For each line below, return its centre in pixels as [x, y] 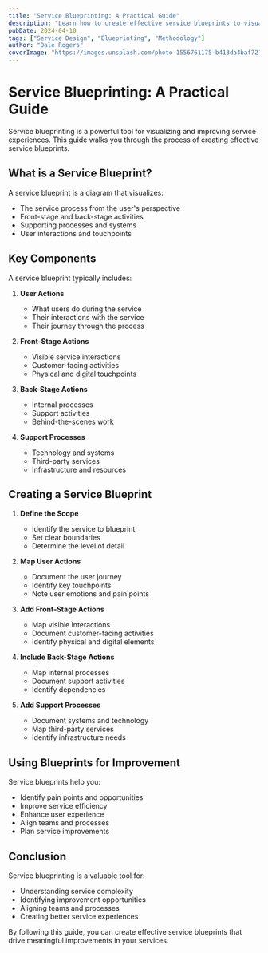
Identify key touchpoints [71, 585]
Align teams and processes [65, 823]
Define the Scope [49, 514]
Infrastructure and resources [79, 469]
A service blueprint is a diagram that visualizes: [86, 192]
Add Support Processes [60, 705]
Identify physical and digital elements [93, 642]
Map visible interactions [71, 625]
